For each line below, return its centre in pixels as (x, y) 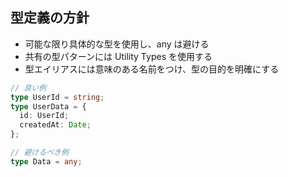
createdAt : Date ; (55, 125)
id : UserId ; (44, 116)
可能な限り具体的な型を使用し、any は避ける (117, 44)
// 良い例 (28, 88)
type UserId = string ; (57, 97)
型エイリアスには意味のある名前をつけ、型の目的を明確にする (152, 69)
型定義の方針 (50, 18)
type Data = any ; (46, 161)
